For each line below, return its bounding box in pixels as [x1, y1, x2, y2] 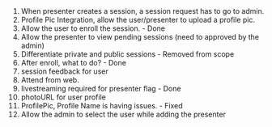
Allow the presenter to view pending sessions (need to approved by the [20, 32, 260, 42]
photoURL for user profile [20, 92, 106, 102]
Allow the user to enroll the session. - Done [20, 23, 165, 33]
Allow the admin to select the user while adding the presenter [20, 109, 226, 120]
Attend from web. [20, 75, 79, 85]
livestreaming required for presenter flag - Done [20, 84, 181, 94]
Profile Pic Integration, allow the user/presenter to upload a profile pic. [20, 15, 256, 25]
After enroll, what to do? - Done [20, 58, 126, 68]
